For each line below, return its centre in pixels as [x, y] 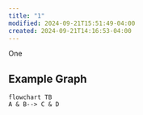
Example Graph [48, 78]
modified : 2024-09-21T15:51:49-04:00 [72, 23]
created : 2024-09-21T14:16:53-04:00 [70, 31]
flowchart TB [30, 97]
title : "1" [27, 16]
